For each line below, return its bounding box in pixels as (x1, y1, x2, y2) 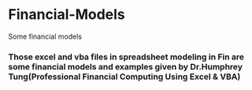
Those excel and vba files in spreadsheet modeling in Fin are (8, 51, 245, 62)
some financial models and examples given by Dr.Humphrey (8, 61, 243, 72)
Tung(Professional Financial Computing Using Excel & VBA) (8, 71, 241, 82)
